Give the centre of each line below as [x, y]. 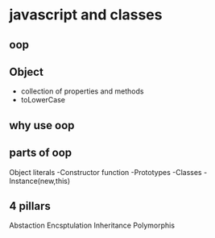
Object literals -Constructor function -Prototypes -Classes [105, 172]
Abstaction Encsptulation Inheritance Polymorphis [92, 225]
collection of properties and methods [82, 91]
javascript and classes [86, 15]
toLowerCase [43, 100]
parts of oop [41, 153]
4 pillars [30, 206]
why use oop [42, 125]
